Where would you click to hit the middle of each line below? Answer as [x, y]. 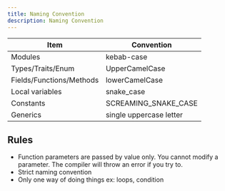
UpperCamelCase [136, 68]
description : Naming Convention [55, 21]
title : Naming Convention [46, 14]
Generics [26, 115]
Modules [26, 56]
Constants [28, 103]
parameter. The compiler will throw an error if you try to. [100, 165]
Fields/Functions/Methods [55, 80]
